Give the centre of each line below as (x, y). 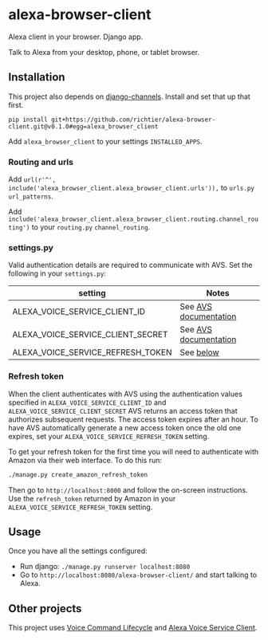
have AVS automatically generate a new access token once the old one (125, 427)
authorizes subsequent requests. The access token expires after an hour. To (134, 419)
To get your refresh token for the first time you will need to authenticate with (134, 451)
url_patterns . (31, 196)
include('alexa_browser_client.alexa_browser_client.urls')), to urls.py (132, 188)
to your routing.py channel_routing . (91, 227)
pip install (28, 120)
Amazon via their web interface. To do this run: (85, 460)
